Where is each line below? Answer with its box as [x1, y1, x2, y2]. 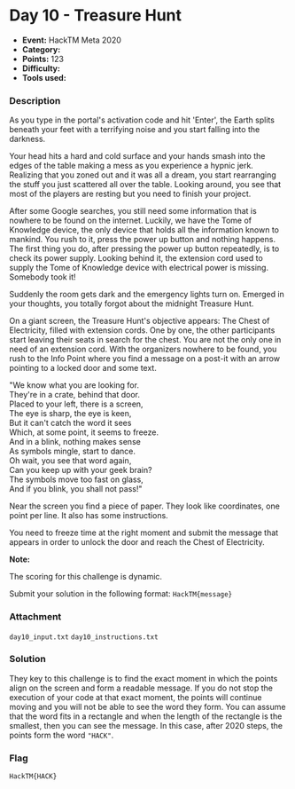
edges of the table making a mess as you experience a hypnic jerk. [9, 161, 254, 171]
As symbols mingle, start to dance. [9, 446, 136, 457]
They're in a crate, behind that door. [9, 390, 140, 400]
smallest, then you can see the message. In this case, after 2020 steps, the [9, 720, 283, 730]
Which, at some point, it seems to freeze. [9, 427, 159, 438]
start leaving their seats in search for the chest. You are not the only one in [9, 335, 282, 345]
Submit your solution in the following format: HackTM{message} [9, 588, 233, 599]
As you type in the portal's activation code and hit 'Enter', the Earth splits [9, 114, 275, 125]
